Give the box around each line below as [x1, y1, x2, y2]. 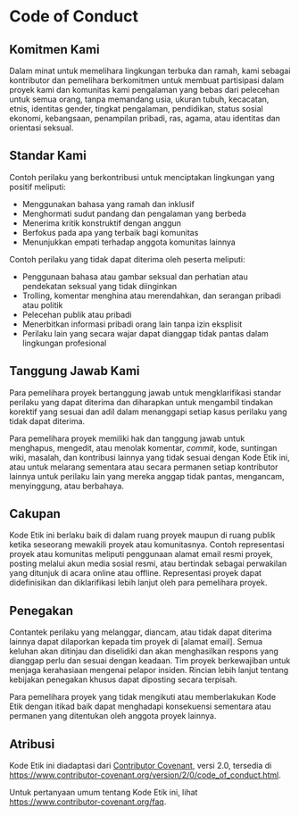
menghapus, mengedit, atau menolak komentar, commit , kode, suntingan [9, 442, 278, 453]
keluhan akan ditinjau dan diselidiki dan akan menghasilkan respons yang [9, 645, 279, 657]
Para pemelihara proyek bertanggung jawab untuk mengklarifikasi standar [9, 387, 282, 398]
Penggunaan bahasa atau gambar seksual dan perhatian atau [21, 271, 248, 282]
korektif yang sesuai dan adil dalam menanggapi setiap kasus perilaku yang [9, 406, 287, 417]
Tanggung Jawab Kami [9, 363, 140, 379]
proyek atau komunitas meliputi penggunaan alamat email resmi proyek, [9, 549, 274, 560]
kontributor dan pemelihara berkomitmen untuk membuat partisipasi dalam [9, 75, 284, 86]
